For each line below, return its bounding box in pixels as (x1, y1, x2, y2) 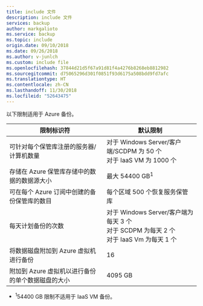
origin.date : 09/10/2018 (6, 43, 69, 49)
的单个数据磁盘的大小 (9, 276, 71, 284)
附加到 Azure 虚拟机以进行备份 (9, 267, 97, 275)
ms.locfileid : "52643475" (6, 93, 71, 99)
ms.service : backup (6, 31, 56, 37)
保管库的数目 (15, 197, 53, 205)
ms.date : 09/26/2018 (6, 48, 59, 54)
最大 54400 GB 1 (106, 170, 154, 180)
